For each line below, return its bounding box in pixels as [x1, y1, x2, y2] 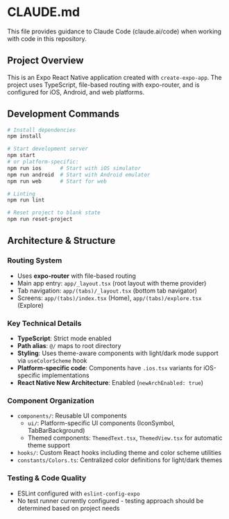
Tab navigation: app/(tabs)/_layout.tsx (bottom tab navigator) [17, 286, 198, 295]
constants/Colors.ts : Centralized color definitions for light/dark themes [17, 456, 223, 464]
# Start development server [7, 145, 89, 153]
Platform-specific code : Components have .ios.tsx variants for [17, 364, 203, 372]
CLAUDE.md [7, 4, 80, 20]
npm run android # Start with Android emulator [7, 171, 151, 178]
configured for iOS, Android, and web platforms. [7, 88, 145, 96]
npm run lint [7, 197, 45, 204]
